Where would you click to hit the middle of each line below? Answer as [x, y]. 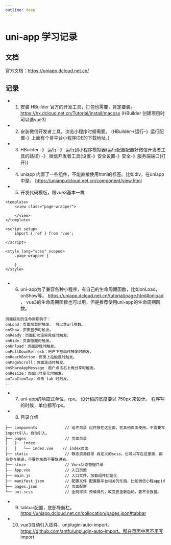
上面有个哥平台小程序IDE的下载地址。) [70, 138]
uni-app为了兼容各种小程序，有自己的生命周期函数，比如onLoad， [90, 289]
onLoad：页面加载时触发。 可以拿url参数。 [45, 325]
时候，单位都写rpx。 [46, 405]
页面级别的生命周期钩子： [28, 319]
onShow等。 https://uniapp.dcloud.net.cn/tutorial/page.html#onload [92, 296]
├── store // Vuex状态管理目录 [54, 465]
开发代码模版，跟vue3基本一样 [53, 193]
